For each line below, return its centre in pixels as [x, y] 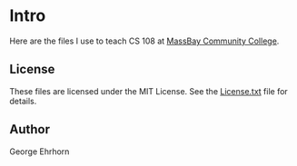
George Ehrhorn [40, 151]
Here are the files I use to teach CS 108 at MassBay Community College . [144, 41]
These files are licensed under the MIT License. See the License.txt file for [148, 91]
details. [23, 101]
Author [30, 129]
